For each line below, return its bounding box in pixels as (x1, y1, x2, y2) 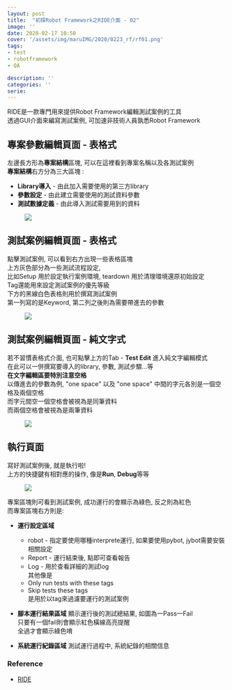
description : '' (7, 75, 54, 82)
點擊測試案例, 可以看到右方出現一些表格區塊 (7, 254, 133, 263)
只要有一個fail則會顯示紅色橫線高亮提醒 (17, 618, 130, 626)
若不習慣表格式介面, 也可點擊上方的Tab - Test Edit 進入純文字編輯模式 (7, 353, 208, 362)
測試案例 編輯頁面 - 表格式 (7, 235, 117, 247)
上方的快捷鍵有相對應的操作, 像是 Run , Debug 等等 (7, 470, 150, 478)
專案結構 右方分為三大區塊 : (7, 167, 84, 176)
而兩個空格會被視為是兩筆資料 (7, 406, 93, 414)
